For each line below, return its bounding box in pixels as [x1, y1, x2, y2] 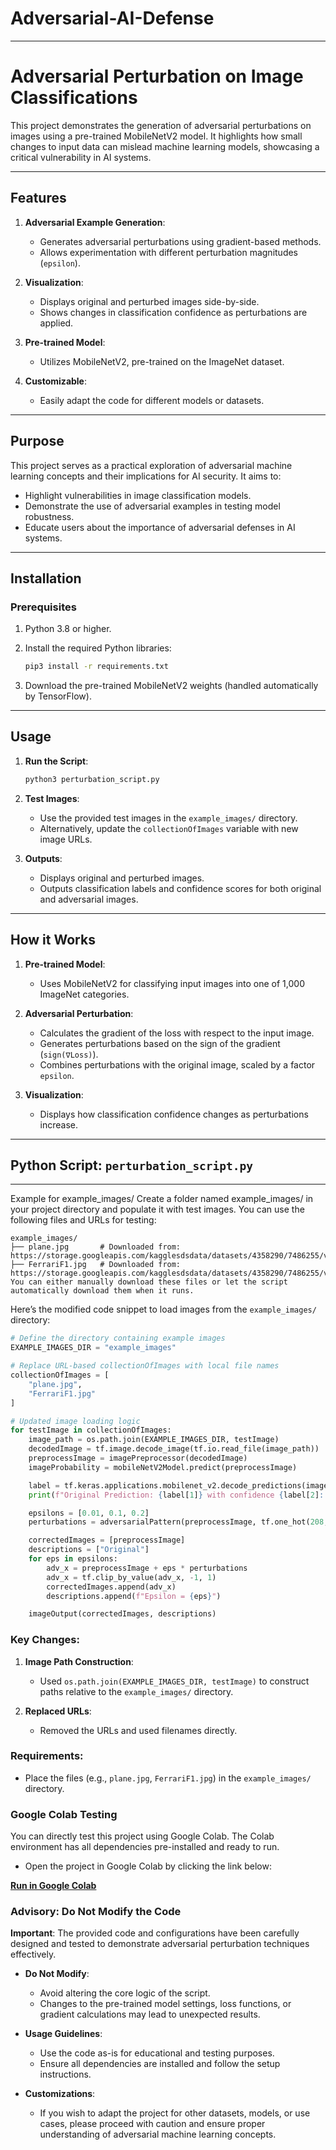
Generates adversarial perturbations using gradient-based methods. [39, 235, 322, 247]
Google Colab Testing [10, 1807, 118, 1821]
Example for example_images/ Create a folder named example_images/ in [10, 1193, 314, 1205]
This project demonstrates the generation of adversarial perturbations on [10, 119, 312, 131]
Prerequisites [10, 600, 77, 614]
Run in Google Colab [10, 1880, 97, 1892]
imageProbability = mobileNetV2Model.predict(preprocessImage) [28, 1462, 298, 1472]
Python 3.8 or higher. [24, 623, 112, 635]
